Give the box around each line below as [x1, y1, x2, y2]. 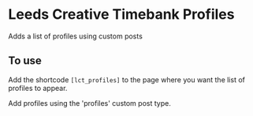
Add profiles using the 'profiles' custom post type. [8, 98, 171, 107]
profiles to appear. [8, 83, 68, 92]
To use [8, 54, 42, 67]
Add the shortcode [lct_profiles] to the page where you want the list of [8, 74, 246, 84]
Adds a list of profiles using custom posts [8, 31, 143, 41]
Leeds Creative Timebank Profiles [8, 5, 235, 24]
